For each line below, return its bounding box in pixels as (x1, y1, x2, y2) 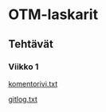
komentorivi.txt (8, 79, 58, 88)
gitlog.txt (8, 94, 38, 104)
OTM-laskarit (8, 6, 98, 24)
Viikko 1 (8, 61, 39, 72)
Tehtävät (8, 37, 53, 51)
